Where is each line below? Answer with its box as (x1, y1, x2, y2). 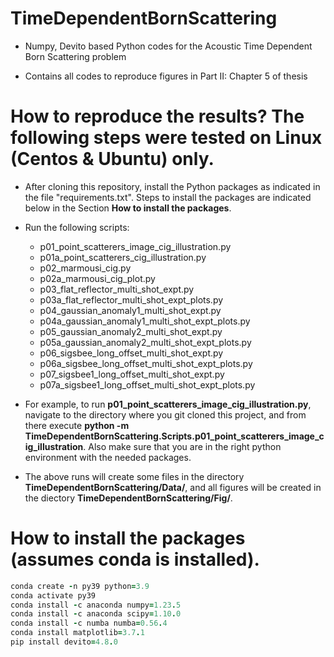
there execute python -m (24, 419, 130, 431)
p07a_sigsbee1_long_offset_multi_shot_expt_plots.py (39, 378, 256, 391)
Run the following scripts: (24, 221, 130, 233)
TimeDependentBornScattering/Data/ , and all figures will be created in (24, 481, 322, 493)
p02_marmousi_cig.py (39, 262, 132, 274)
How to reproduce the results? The (10, 105, 305, 128)
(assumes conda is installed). (10, 548, 260, 571)
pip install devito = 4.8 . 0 (10, 637, 118, 647)
